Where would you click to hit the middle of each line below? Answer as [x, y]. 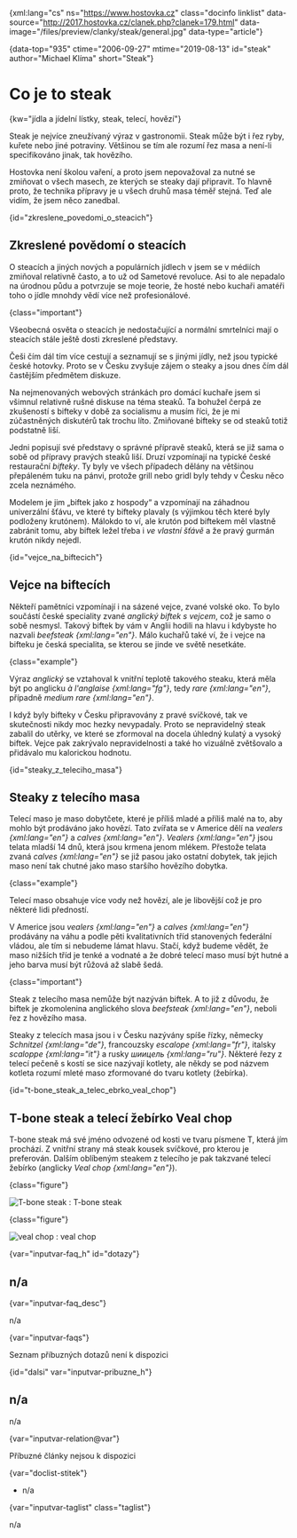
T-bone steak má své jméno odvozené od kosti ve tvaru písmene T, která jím [148, 1139]
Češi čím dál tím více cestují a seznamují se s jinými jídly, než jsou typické [144, 356]
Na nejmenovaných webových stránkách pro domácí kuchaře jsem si [135, 392]
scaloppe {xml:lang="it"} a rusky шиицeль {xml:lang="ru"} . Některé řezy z [146, 1054]
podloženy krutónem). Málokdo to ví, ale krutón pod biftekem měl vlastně [143, 521]
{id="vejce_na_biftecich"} [56, 557]
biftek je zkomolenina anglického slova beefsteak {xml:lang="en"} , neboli [143, 1009]
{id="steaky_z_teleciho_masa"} [66, 769]
